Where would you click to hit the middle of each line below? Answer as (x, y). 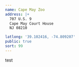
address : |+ (17, 14)
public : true (18, 42)
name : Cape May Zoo (25, 10)
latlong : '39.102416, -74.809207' (40, 37)
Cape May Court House (32, 23)
